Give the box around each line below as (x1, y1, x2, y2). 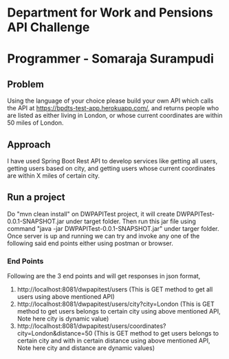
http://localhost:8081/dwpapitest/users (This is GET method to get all (17, 285, 213, 294)
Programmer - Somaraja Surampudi (7, 51, 215, 67)
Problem (7, 78, 45, 90)
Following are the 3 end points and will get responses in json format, (7, 272, 201, 280)
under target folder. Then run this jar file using (65, 217, 196, 225)
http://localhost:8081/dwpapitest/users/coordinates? (17, 322, 166, 330)
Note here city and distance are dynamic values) (17, 344, 155, 352)
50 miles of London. (7, 119, 64, 127)
